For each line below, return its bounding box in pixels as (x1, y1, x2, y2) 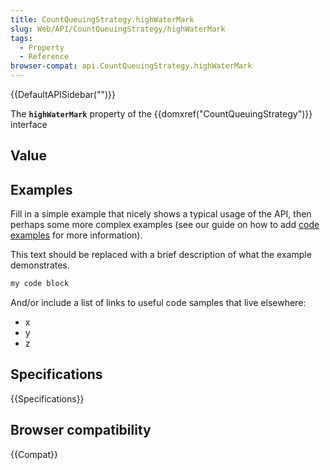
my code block (10, 279, 70, 289)
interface (10, 119, 48, 130)
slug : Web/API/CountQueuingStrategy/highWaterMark (10, 24, 226, 34)
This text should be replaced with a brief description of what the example (10, 249, 312, 261)
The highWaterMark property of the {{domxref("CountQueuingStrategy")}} (10, 108, 313, 120)
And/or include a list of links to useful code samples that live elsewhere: (10, 297, 307, 309)
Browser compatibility (10, 422, 152, 439)
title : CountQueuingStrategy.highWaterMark (10, 14, 195, 25)
